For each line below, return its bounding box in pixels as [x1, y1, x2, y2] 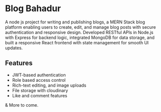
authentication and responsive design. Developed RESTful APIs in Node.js [5, 29, 154, 35]
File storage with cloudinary [12, 87, 68, 93]
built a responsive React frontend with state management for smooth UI [5, 39, 149, 45]
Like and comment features [12, 93, 67, 98]
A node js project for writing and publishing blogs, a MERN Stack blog [5, 19, 145, 25]
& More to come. [5, 102, 39, 108]
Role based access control [12, 77, 66, 83]
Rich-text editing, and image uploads [12, 82, 87, 88]
